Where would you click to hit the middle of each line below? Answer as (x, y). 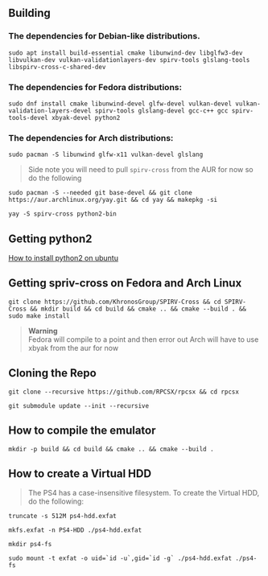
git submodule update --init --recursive (79, 405)
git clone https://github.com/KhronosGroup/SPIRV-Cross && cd (115, 302)
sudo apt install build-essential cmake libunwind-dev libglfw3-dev (126, 53)
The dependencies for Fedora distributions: (95, 87)
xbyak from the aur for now (73, 348)
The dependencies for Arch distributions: (91, 138)
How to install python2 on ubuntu (64, 258)
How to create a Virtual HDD (80, 473)
